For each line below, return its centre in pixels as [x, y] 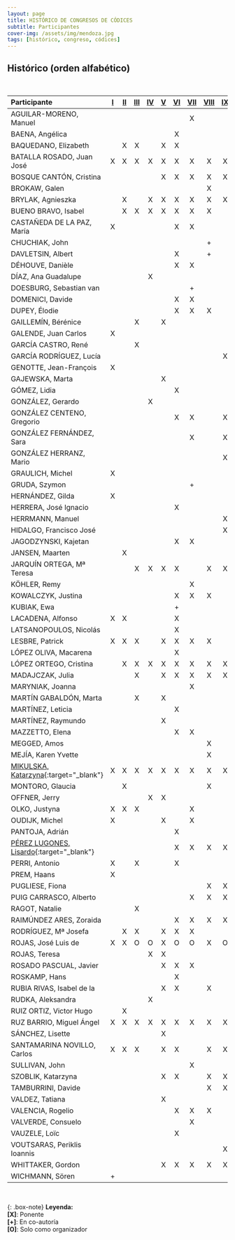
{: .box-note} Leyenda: [40, 1206]
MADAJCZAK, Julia [43, 675]
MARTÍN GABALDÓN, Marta [57, 698]
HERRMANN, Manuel [45, 518]
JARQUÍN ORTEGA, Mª [48, 564]
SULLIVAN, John [38, 1065]
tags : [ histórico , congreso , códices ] [64, 40]
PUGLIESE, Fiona [38, 885]
